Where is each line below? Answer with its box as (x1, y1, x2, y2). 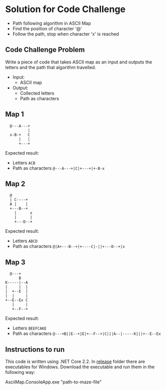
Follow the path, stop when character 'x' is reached (12, 31, 119, 37)
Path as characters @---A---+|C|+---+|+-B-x (12, 165, 105, 171)
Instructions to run (5, 345, 65, 354)
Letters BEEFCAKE (12, 325, 47, 331)
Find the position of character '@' (12, 25, 82, 31)
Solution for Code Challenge (5, 4, 126, 15)
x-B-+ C (10, 132, 30, 137)
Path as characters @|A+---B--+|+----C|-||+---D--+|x (12, 243, 125, 249)
